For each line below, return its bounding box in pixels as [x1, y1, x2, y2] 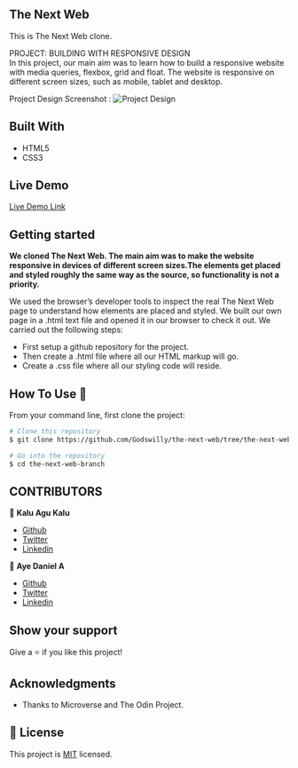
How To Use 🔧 [9, 386, 87, 401]
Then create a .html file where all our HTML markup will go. [21, 351, 239, 362]
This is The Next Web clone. [9, 30, 113, 41]
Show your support [9, 622, 118, 637]
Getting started [9, 226, 96, 242]
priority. [9, 279, 40, 289]
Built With [9, 119, 65, 134]
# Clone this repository [9, 427, 101, 436]
